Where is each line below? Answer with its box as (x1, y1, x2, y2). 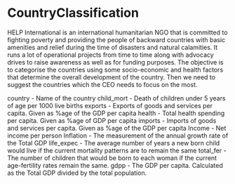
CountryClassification (7, 5, 139, 21)
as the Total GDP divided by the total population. (7, 169, 147, 177)
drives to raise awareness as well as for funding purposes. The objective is (7, 58, 224, 66)
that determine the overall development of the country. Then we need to (7, 72, 216, 81)
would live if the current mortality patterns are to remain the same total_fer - (7, 146, 227, 155)
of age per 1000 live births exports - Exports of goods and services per (7, 101, 213, 110)
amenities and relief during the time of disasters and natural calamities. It (7, 43, 218, 51)
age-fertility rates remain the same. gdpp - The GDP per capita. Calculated (7, 161, 223, 169)
